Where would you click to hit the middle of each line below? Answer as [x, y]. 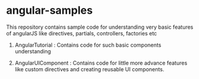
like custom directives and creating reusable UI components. [89, 69]
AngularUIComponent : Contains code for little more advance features [101, 63]
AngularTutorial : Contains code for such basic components [88, 45]
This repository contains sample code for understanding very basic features [100, 27]
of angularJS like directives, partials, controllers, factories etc [82, 33]
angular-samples [50, 10]
